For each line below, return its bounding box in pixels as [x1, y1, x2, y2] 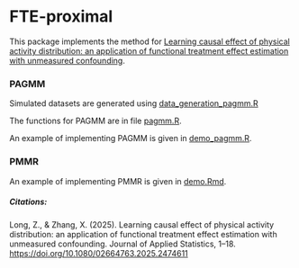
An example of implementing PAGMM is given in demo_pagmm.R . [9, 133, 252, 144]
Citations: [9, 196, 48, 208]
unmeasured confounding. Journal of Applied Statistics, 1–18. [9, 238, 236, 249]
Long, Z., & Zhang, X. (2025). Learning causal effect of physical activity [9, 219, 275, 230]
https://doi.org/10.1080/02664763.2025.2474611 [9, 247, 189, 258]
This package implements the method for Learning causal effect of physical [9, 36, 290, 47]
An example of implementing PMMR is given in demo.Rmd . [9, 175, 227, 186]
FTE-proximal [9, 6, 113, 27]
